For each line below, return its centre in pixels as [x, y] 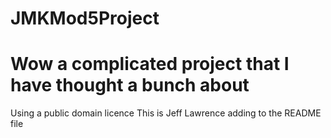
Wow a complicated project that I [150, 64]
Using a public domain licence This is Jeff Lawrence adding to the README [166, 113]
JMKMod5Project [85, 18]
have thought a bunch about [130, 85]
